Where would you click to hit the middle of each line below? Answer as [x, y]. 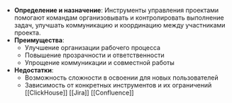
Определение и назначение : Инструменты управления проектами [116, 10]
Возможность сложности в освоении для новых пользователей [121, 78]
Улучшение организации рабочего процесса [93, 48]
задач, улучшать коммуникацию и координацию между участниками [120, 25]
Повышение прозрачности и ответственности [94, 55]
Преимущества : [39, 40]
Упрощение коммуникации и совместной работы [100, 62]
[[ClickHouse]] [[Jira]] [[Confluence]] [79, 92]
